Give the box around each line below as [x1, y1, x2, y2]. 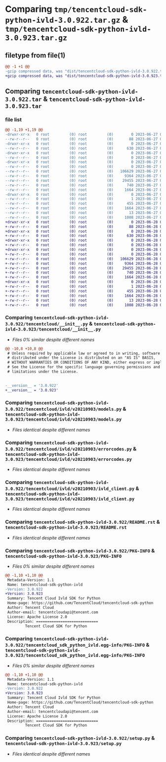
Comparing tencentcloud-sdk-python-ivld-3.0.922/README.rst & [5, 519, 160, 526]
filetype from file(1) [5, 51, 66, 59]
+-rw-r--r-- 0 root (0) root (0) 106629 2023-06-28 [5, 256, 158, 261]
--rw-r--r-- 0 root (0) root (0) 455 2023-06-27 [5, 201, 158, 206]
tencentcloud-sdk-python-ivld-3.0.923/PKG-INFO [5, 553, 122, 559]
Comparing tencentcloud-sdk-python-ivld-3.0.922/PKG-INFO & [5, 547, 155, 554]
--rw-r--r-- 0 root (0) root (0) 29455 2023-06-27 [5, 178, 158, 183]
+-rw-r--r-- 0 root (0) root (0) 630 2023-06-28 [5, 233, 158, 238]
